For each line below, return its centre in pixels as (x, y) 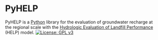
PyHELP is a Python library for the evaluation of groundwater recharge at (79, 22)
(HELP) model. (20, 32)
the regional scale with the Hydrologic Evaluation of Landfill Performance (79, 27)
